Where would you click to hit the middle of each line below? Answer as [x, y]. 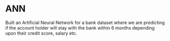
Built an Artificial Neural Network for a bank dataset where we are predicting [85, 22]
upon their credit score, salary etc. [41, 33]
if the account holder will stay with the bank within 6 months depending [80, 27]
